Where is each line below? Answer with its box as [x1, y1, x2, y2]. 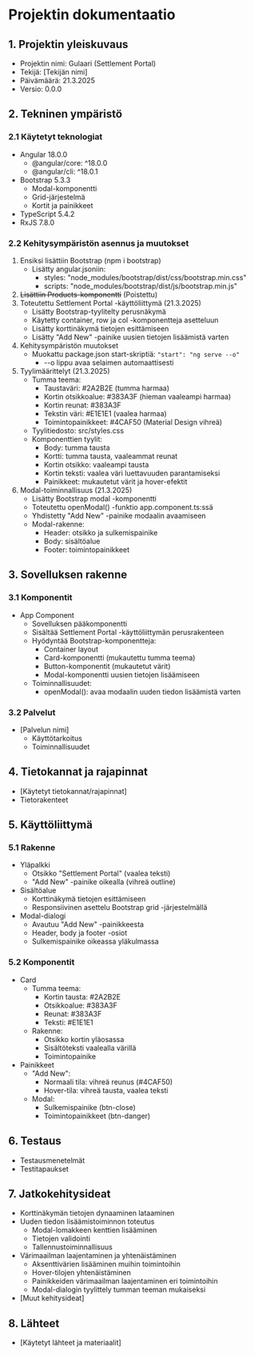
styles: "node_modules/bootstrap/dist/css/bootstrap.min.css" [43, 272, 247, 282]
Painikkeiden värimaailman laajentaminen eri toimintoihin [31, 1277, 218, 1286]
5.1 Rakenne [8, 842, 56, 853]
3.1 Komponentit [8, 592, 73, 603]
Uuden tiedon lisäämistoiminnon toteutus [19, 1217, 155, 1226]
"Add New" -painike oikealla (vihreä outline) [31, 877, 176, 887]
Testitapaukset [19, 1164, 69, 1173]
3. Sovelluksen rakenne [8, 568, 128, 582]
